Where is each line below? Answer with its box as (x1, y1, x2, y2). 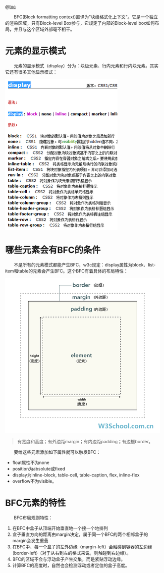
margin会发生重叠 (12, 537, 49, 543)
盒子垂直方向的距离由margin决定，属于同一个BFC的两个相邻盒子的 (12, 531, 148, 537)
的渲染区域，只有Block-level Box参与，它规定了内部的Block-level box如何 (5, 20, 155, 26)
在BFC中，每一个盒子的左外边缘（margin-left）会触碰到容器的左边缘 (12, 544, 153, 550)
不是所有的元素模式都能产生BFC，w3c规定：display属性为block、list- (14, 261, 156, 267)
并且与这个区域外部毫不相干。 (13, 26, 75, 32)
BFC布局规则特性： (14, 515, 53, 521)
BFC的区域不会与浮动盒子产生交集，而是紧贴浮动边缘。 (12, 556, 125, 562)
